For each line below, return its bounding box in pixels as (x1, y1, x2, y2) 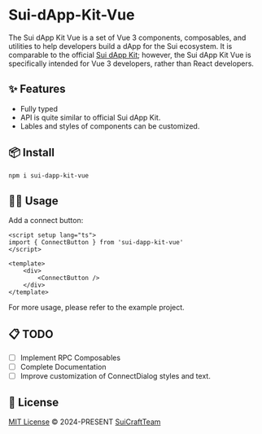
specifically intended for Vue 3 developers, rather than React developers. (8, 59, 255, 68)
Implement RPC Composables (20, 353, 120, 363)
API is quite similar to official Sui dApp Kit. (20, 112, 161, 122)
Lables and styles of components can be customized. (20, 121, 200, 131)
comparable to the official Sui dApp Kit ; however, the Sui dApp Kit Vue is (8, 50, 251, 59)
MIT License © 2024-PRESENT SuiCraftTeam (8, 417, 161, 427)
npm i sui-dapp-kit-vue (8, 171, 90, 180)
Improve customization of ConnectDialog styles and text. (20, 371, 212, 381)
